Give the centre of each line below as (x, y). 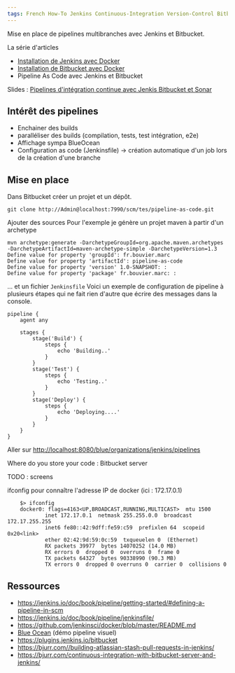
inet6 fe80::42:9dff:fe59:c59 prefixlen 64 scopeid (124, 528)
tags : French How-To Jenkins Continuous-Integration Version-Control (111, 14)
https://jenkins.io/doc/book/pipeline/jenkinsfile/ (86, 618)
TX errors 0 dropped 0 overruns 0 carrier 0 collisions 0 (136, 564)
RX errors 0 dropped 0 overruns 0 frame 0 (112, 553)
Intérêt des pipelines (53, 112)
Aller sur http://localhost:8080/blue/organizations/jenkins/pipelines (104, 450)
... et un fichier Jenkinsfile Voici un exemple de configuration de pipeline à (115, 286)
